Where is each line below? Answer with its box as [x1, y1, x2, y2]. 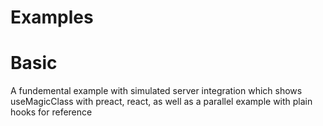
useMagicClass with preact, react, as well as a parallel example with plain [10, 96, 313, 108]
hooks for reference [10, 106, 93, 118]
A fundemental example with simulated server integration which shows [10, 85, 303, 97]
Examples [10, 6, 94, 29]
